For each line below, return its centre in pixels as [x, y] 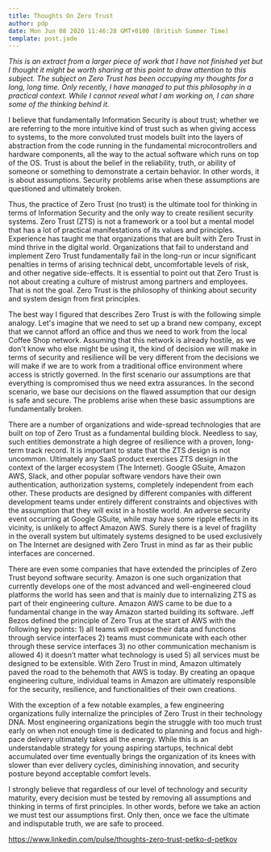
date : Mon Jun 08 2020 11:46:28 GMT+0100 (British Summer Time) [119, 31]
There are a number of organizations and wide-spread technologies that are [135, 424]
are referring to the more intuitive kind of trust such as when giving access [132, 129]
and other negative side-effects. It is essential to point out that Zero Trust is [134, 273]
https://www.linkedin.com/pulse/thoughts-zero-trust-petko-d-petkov [123, 839]
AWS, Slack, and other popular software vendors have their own [115, 476]
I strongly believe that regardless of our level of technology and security [128, 790]
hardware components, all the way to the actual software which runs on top [134, 154]
